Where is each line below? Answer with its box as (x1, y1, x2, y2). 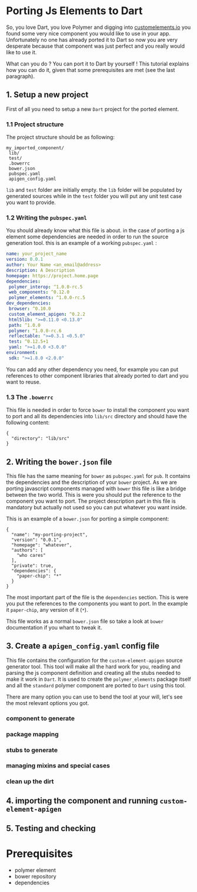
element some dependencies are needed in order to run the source (6, 233, 169, 240)
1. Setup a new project (6, 90, 89, 100)
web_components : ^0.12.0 (8, 289, 69, 296)
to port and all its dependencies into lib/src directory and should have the (6, 413, 187, 420)
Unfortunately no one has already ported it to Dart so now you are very (6, 36, 178, 43)
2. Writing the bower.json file (6, 457, 112, 467)
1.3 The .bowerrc (6, 393, 54, 401)
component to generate (6, 714, 75, 722)
